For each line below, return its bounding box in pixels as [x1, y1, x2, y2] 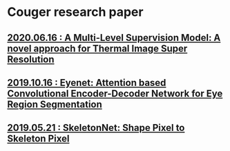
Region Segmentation [7, 98, 102, 110]
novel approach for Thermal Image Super [7, 42, 188, 54]
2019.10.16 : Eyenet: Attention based [7, 77, 166, 89]
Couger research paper [7, 4, 144, 20]
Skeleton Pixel [7, 133, 70, 145]
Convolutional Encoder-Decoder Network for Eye [7, 87, 223, 99]
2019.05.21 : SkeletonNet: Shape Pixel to [7, 122, 185, 134]
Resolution [7, 53, 55, 65]
